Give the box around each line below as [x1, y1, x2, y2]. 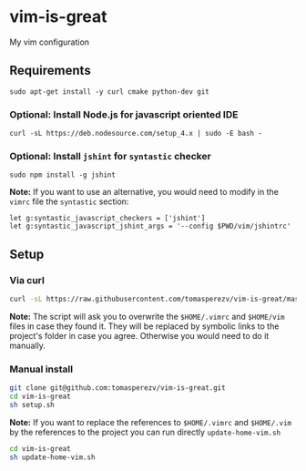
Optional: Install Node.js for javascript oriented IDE [9, 108, 239, 120]
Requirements [9, 63, 91, 78]
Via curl [9, 273, 46, 286]
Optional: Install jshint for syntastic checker [9, 149, 211, 162]
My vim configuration [9, 36, 89, 47]
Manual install [9, 363, 74, 375]
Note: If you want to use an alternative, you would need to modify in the [9, 187, 280, 198]
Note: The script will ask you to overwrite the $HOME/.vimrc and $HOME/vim [9, 311, 285, 322]
